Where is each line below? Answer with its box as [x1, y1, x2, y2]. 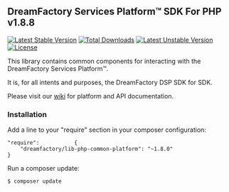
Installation [7, 109, 48, 119]
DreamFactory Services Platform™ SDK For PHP [7, 6, 222, 18]
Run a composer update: [7, 164, 80, 173]
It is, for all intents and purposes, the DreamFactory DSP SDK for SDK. [7, 78, 213, 86]
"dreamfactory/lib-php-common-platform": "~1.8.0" [20, 145, 174, 153]
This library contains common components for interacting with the [7, 57, 201, 65]
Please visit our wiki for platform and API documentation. [7, 91, 174, 100]
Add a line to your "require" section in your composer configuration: [7, 125, 206, 134]
